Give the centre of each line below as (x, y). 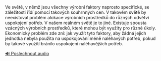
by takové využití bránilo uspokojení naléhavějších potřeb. (64, 44)
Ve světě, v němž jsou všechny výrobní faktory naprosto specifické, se (77, 7)
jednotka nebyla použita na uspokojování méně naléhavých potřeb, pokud (80, 38)
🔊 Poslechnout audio (27, 53)
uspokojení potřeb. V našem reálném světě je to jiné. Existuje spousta (76, 23)
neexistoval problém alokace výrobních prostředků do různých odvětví (77, 17)
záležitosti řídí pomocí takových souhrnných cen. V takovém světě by (76, 12)
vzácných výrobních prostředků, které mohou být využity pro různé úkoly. (80, 28)
